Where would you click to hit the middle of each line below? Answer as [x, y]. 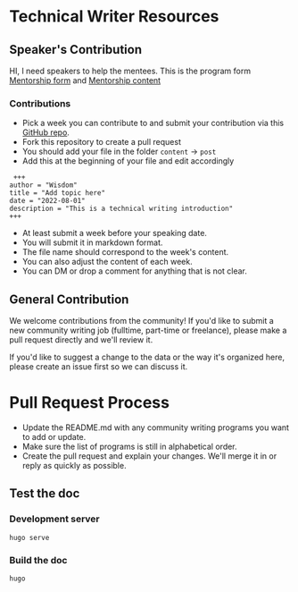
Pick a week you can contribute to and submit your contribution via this [153, 123]
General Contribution [69, 299]
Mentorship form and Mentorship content [85, 80]
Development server [54, 519]
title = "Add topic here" [57, 193]
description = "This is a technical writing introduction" [121, 209]
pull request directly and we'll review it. [81, 340]
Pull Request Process [89, 403]
